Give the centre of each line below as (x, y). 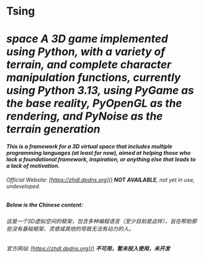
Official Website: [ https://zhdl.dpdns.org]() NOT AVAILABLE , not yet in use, (100, 180)
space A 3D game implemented (87, 39)
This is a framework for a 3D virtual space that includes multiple (90, 146)
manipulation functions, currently (93, 78)
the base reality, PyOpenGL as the (94, 104)
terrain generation (53, 129)
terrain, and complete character (89, 65)
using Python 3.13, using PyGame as (100, 91)
